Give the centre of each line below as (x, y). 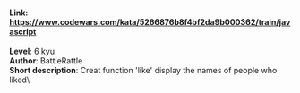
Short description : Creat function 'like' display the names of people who (143, 71)
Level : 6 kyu (32, 51)
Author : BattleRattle (46, 61)
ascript (23, 31)
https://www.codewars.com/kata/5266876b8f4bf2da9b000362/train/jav (150, 21)
